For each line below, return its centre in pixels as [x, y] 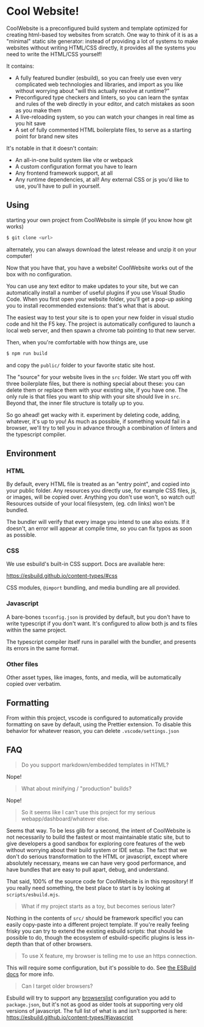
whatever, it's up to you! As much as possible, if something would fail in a [98, 421]
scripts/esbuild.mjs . [33, 894]
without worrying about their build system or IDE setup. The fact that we [97, 850]
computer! [19, 256]
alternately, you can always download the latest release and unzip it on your [101, 249]
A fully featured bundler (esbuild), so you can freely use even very [98, 78]
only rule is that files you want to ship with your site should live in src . [93, 396]
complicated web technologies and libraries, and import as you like [99, 84]
